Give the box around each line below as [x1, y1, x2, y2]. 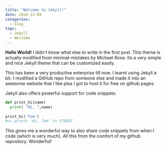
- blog [10, 21, 24, 27]
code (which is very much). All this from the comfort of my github [5, 133, 141, 139]
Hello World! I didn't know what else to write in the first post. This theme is [5, 49, 160, 55]
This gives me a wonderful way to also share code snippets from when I [5, 128, 154, 134]
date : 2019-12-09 [5, 12, 42, 17]
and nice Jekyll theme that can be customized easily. [5, 60, 115, 66]
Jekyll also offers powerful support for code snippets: [5, 90, 117, 96]
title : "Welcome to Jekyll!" [5, 7, 66, 13]
